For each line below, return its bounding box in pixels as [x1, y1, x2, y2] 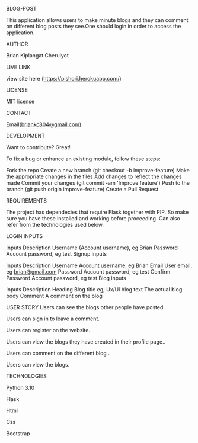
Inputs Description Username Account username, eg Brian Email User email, [6, 262, 193, 269]
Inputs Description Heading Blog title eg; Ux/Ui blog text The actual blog [6, 286, 183, 293]
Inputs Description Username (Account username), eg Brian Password [6, 244, 178, 251]
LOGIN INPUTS [6, 233, 43, 239]
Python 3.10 [6, 384, 35, 391]
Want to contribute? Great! [6, 144, 71, 150]
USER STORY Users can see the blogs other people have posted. [6, 304, 165, 310]
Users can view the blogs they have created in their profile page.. [6, 338, 166, 345]
